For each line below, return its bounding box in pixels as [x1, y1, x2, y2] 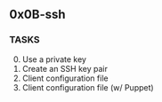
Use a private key [21, 53, 87, 65]
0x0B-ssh [9, 7, 66, 22]
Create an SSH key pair [21, 63, 109, 74]
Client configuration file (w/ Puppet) [21, 82, 154, 92]
